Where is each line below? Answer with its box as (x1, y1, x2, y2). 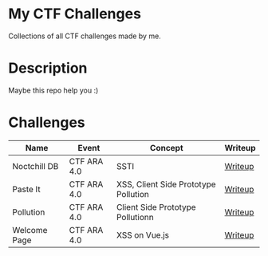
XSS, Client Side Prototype (116, 179, 217, 190)
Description (8, 59, 88, 77)
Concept (150, 142, 183, 153)
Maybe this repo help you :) (8, 85, 99, 95)
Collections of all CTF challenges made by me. (8, 31, 161, 41)
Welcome (12, 224, 48, 235)
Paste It (12, 183, 41, 195)
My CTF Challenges (8, 5, 142, 23)
